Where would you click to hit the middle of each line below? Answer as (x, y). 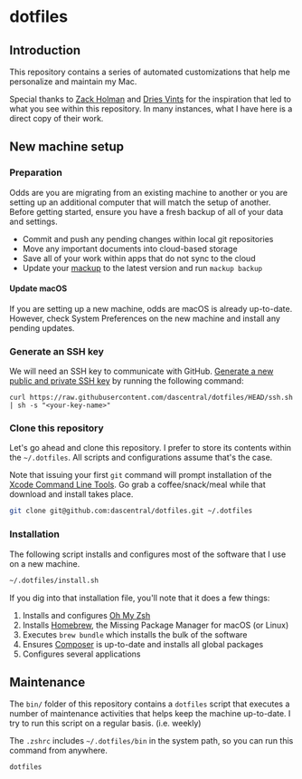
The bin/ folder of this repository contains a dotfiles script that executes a (150, 704)
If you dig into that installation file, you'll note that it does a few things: (140, 598)
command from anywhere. (59, 751)
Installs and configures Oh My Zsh (86, 615)
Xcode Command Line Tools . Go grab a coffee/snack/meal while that (138, 485)
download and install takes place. (71, 494)
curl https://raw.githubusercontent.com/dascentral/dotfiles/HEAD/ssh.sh (151, 398)
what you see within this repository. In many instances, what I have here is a (151, 109)
